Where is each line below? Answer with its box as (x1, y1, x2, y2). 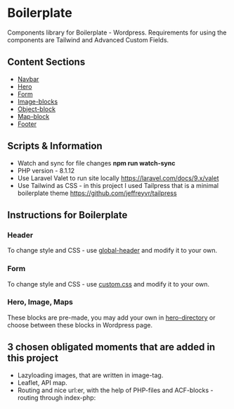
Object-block (17, 104, 56, 113)
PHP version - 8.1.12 (17, 166, 75, 175)
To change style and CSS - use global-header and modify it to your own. (7, 246, 218, 255)
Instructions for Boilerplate (7, 209, 128, 221)
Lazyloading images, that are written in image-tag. (17, 371, 164, 379)
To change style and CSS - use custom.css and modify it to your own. (7, 279, 209, 288)
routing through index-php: (17, 393, 96, 402)
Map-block (17, 112, 50, 120)
